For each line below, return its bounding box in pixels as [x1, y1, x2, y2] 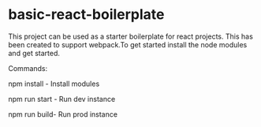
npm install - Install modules [8, 79, 100, 88]
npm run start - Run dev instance [8, 94, 116, 103]
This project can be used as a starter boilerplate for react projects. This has [8, 32, 254, 41]
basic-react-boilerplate [8, 6, 165, 24]
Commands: [8, 63, 48, 73]
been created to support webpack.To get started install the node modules [8, 39, 248, 49]
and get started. [8, 48, 61, 58]
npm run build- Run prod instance [8, 109, 118, 119]
